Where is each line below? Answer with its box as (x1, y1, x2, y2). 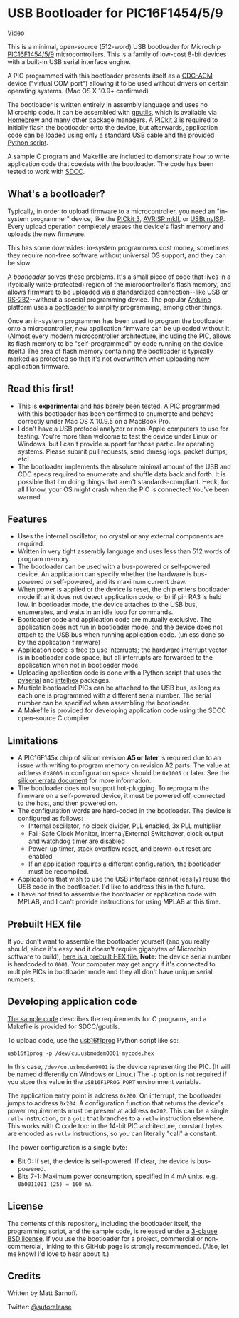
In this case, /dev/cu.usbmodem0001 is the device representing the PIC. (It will (7, 1062, 230, 1071)
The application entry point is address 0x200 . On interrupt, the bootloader (7, 1091, 222, 1100)
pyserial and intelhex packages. (17, 676, 111, 685)
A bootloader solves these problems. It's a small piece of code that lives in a (7, 272, 231, 281)
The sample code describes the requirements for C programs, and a (7, 1014, 207, 1023)
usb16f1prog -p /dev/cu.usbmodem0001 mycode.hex (7, 1050, 154, 1057)
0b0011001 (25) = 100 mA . (17, 1179, 94, 1188)
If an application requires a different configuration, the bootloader (28, 859, 221, 868)
